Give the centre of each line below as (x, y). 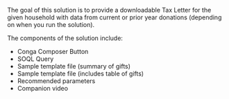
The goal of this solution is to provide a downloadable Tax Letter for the (109, 10)
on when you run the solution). (51, 25)
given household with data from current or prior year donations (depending (114, 17)
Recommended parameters (56, 81)
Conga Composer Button (53, 52)
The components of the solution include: (65, 38)
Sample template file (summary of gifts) (74, 66)
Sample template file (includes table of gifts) (80, 73)
